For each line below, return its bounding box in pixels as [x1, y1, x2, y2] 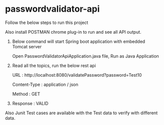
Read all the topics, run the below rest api [12, 62, 96, 68]
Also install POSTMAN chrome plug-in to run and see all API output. [5, 29, 141, 35]
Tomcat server [12, 43, 42, 49]
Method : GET [12, 91, 41, 97]
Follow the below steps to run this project [5, 20, 89, 25]
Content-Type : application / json [12, 82, 78, 87]
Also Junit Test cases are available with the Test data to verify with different [5, 110, 158, 116]
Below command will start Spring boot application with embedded [12, 38, 145, 44]
